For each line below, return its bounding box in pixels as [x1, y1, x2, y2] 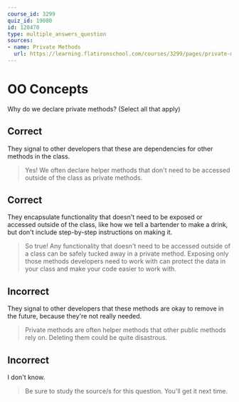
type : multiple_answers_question [7, 30, 107, 38]
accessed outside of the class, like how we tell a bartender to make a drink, [7, 221, 228, 229]
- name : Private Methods [7, 44, 81, 51]
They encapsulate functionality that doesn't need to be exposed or [7, 213, 203, 221]
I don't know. [7, 373, 46, 382]
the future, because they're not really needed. [7, 312, 142, 321]
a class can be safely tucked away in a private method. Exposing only [24, 249, 229, 258]
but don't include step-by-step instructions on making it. [7, 228, 173, 236]
